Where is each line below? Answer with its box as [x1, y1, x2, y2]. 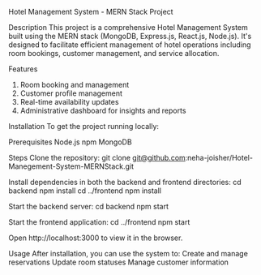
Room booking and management [19, 80, 130, 89]
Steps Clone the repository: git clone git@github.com [8, 153, 186, 162]
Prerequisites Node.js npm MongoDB [8, 137, 132, 147]
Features [8, 64, 38, 74]
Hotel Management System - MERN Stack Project [8, 7, 173, 16]
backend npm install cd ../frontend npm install [8, 186, 162, 196]
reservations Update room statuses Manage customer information [8, 257, 229, 267]
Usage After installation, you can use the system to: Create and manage [8, 249, 249, 258]
